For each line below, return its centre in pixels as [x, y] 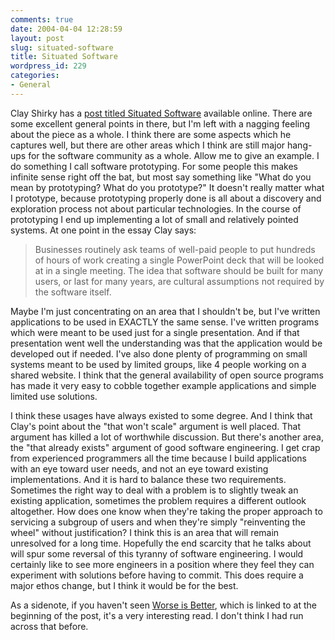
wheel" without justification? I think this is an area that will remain [145, 532]
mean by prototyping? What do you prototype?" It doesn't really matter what [167, 187]
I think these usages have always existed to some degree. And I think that [161, 415]
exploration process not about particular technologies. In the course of [156, 208]
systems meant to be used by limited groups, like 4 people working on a [158, 364]
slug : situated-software [62, 47]
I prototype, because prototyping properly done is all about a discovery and [166, 198]
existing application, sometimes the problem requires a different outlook [158, 500]
